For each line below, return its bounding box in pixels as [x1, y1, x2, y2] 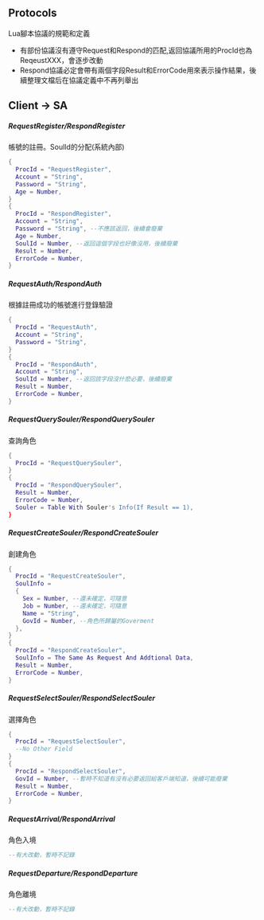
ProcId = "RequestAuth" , [15, 323, 98, 331]
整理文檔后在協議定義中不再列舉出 [26, 75, 139, 84]
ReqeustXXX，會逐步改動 [19, 55, 103, 65]
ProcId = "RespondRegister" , [15, 210, 112, 218]
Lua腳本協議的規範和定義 [8, 28, 91, 38]
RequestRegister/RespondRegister [8, 121, 126, 131]
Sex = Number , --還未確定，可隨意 [22, 595, 127, 603]
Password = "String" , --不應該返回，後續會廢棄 [15, 225, 163, 233]
